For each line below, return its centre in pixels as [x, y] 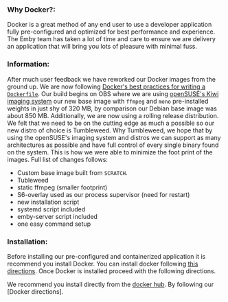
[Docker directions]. [35, 291]
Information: [28, 65]
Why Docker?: [32, 10]
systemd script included [51, 209]
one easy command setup [54, 224]
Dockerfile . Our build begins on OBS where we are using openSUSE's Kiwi [113, 93]
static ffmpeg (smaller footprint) [62, 187]
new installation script [48, 202]
